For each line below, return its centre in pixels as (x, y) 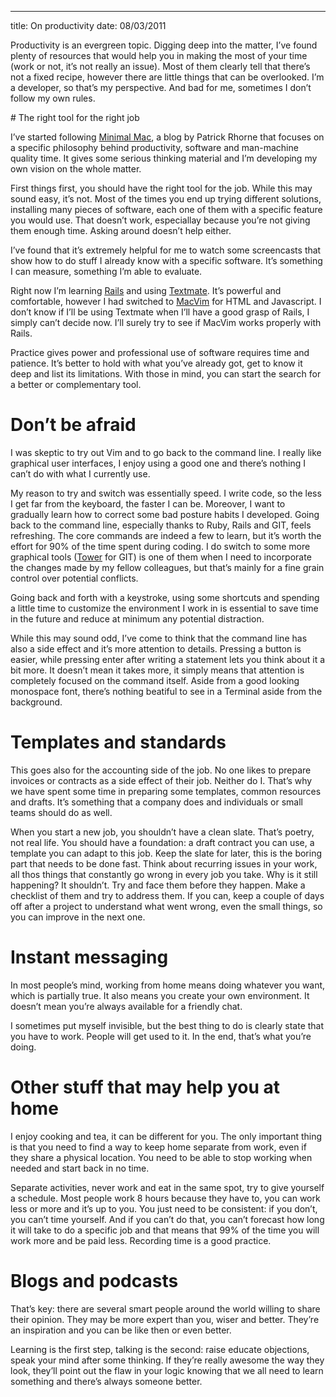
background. (36, 702)
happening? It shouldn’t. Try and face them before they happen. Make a (158, 885)
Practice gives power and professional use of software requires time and (160, 352)
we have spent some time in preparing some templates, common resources (166, 791)
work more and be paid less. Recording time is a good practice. (141, 1240)
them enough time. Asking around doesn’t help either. (121, 230)
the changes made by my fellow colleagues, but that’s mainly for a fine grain (167, 567)
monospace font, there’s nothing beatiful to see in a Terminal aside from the (166, 691)
